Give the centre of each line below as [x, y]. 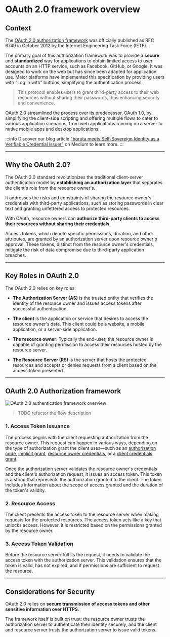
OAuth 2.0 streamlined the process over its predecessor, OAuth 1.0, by [78, 113]
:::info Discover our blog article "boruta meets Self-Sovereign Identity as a [82, 139]
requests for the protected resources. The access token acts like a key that [83, 520]
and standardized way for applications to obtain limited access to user [79, 61]
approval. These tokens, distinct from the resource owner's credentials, [80, 244]
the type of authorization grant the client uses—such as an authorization [81, 448]
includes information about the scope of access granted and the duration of [84, 485]
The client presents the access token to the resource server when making [82, 515]
